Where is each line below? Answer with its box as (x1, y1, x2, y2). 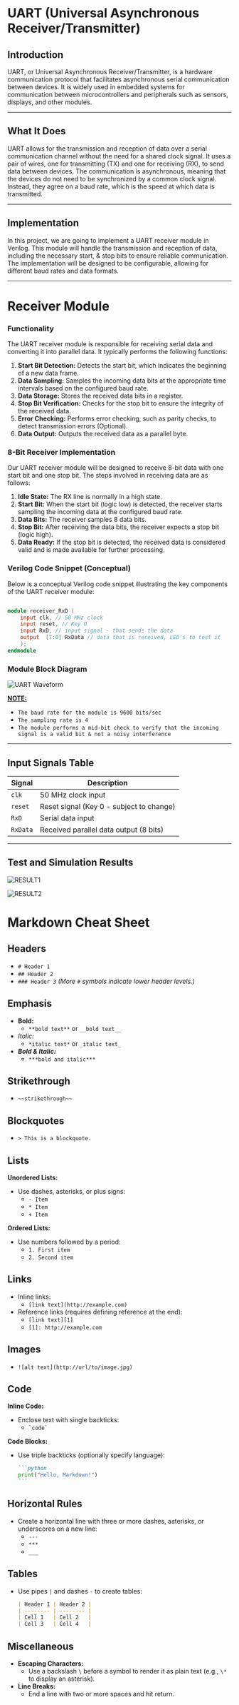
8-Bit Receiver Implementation (7, 448, 116, 458)
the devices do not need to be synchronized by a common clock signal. (7, 174, 217, 183)
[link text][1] (28, 1316, 73, 1324)
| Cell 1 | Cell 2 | (17, 1614, 92, 1621)
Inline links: (17, 1292, 51, 1301)
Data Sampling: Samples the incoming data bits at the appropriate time (17, 376, 226, 385)
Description (87, 778, 128, 788)
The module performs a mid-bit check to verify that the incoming (17, 725, 219, 732)
